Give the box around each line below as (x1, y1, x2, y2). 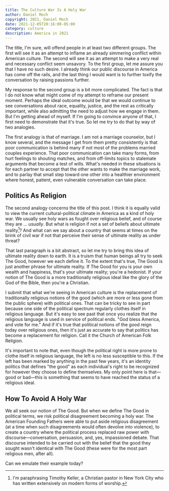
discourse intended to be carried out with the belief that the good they (5, 440, 151, 446)
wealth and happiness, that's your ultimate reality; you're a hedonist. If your (5, 269, 162, 275)
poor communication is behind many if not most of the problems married (5, 145, 156, 150)
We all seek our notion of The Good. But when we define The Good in (5, 408, 149, 414)
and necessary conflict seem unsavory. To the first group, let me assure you (5, 61, 163, 67)
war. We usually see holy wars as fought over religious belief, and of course (5, 215, 162, 222)
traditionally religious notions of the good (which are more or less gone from (5, 295, 163, 301)
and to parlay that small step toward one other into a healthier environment (5, 172, 160, 177)
